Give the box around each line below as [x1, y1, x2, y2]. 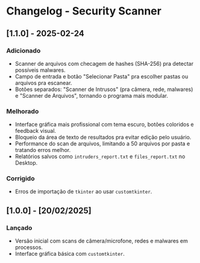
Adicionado [6, 46, 41, 55]
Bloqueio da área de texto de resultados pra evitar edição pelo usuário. [14, 134, 192, 141]
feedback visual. [14, 127, 56, 135]
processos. [14, 244, 43, 251]
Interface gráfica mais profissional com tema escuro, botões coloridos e [14, 121, 194, 128]
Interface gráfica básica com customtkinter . [14, 250, 125, 258]
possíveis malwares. [14, 66, 66, 74]
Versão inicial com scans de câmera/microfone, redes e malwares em [14, 237, 189, 245]
